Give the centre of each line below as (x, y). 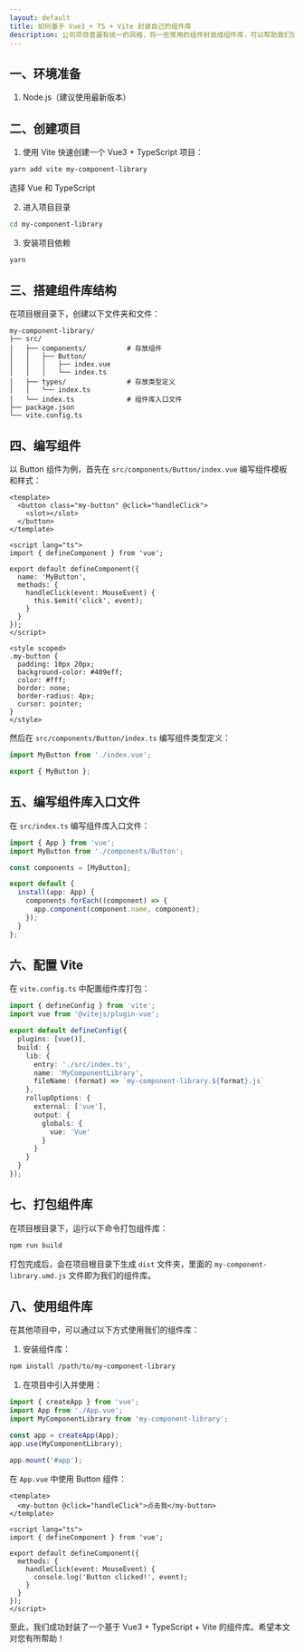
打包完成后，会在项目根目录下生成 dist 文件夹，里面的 (111, 1264)
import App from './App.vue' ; (66, 1411)
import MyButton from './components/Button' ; (96, 851)
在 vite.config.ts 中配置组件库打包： (80, 989)
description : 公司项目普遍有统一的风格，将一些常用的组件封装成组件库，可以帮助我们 (150, 34)
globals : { (62, 1123)
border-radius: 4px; (56, 696)
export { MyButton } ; (50, 772)
